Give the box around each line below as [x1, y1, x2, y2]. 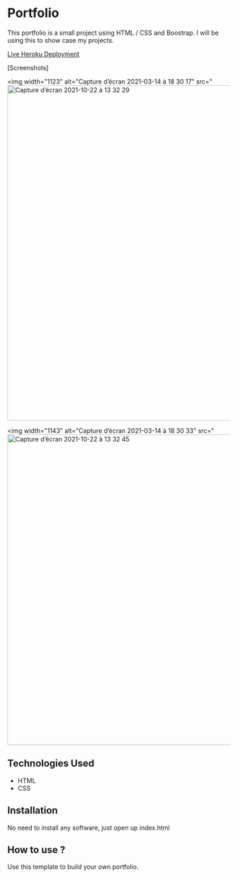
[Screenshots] [7, 63, 49, 72]
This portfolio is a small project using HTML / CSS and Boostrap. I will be [7, 28, 219, 37]
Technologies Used [7, 757, 94, 769]
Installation [7, 804, 58, 817]
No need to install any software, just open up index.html [7, 823, 170, 832]
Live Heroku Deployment [7, 50, 80, 58]
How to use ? [7, 843, 66, 856]
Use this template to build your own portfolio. [7, 862, 139, 871]
